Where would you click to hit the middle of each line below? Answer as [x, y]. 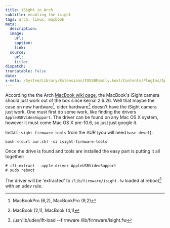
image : [17, 33]
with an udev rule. [24, 186]
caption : [24, 43]
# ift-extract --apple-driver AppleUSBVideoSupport [61, 166]
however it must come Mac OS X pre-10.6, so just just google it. [71, 123]
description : [24, 29]
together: [15, 157]
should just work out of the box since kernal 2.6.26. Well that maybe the [80, 100]
